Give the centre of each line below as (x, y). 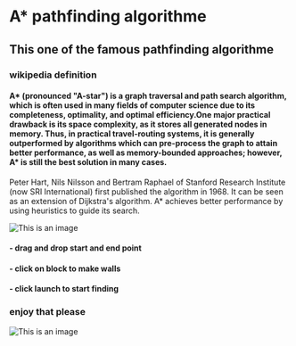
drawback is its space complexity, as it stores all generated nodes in (138, 124)
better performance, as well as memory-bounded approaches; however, (146, 152)
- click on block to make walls (65, 268)
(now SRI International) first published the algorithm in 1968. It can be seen (146, 191)
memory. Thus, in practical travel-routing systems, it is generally (132, 134)
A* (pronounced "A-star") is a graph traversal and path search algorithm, (148, 96)
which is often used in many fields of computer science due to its (132, 105)
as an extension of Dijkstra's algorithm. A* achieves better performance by (146, 201)
